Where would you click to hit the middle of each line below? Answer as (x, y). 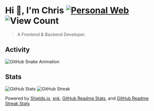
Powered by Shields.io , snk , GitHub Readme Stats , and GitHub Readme (77, 98)
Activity (18, 50)
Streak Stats (17, 103)
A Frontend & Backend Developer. (51, 34)
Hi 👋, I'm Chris (35, 11)
